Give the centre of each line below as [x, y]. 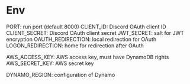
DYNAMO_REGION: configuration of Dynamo [61, 75]
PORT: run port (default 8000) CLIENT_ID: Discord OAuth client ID [86, 27]
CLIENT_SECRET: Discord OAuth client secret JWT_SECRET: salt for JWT [95, 33]
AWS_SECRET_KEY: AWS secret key [50, 63]
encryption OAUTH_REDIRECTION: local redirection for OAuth [81, 39]
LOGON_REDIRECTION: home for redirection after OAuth [75, 46]
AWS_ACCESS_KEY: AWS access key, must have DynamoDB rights [88, 57]
